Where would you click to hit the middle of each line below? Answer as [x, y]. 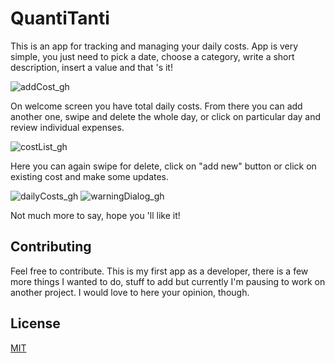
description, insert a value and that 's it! [91, 67]
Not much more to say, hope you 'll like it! [95, 215]
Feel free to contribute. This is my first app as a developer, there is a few [159, 271]
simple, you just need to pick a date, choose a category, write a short [152, 56]
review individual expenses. [67, 127]
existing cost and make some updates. [90, 176]
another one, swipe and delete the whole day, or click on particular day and [166, 116]
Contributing [51, 247]
